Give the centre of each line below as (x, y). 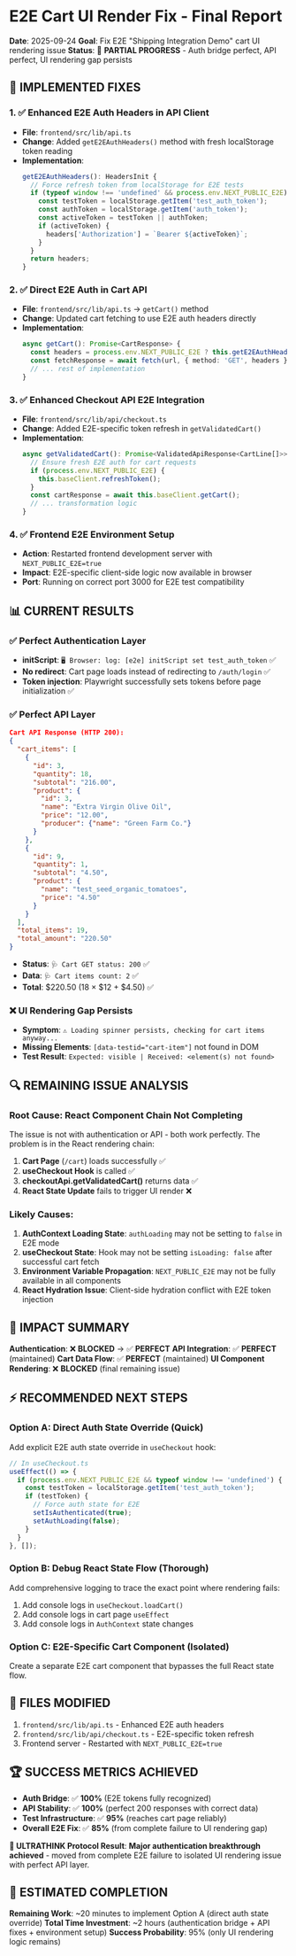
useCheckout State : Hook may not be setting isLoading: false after (147, 1253)
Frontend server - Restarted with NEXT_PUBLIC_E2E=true (122, 1743)
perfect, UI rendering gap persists (71, 59)
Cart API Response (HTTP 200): (67, 733)
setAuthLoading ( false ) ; (76, 1521)
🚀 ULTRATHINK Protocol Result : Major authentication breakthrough (135, 1845)
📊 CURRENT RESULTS (72, 611)
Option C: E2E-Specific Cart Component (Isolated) (119, 1647)
